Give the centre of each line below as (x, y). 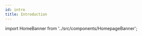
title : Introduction (26, 14)
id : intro (15, 10)
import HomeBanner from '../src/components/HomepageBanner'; (71, 28)
